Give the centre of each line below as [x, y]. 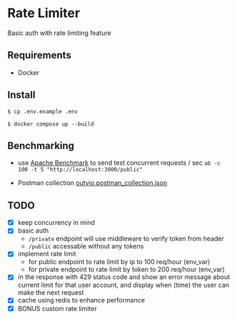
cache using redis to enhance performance [81, 300]
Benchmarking [41, 145]
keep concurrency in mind [56, 223]
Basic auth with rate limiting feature [60, 33]
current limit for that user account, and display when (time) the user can [123, 285]
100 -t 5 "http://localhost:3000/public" [80, 170]
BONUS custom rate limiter [57, 308]
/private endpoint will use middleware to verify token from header [126, 239]
